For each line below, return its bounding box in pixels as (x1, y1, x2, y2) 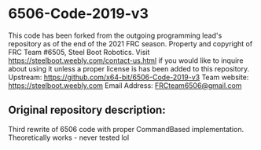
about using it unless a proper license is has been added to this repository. (8, 64, 250, 73)
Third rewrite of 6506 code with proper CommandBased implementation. (8, 124, 244, 134)
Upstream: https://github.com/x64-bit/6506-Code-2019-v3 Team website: (8, 72, 249, 82)
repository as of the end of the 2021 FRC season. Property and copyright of (8, 38, 253, 48)
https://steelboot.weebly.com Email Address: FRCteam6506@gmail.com (8, 80, 242, 90)
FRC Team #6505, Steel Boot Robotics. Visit (8, 47, 150, 57)
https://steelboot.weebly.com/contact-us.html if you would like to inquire (8, 56, 244, 65)
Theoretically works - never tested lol (8, 133, 130, 142)
